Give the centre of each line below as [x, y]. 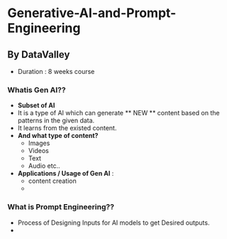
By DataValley [39, 54]
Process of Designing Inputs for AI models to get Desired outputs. [113, 223]
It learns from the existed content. [67, 128]
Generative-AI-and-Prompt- [92, 13]
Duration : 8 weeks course [56, 71]
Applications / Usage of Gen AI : [66, 174]
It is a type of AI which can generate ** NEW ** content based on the [118, 113]
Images [39, 143]
